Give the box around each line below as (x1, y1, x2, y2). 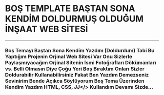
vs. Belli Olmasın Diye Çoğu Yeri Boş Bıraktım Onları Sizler (5, 65, 145, 72)
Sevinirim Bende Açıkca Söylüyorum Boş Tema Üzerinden (5, 77, 144, 84)
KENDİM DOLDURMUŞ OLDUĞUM (5, 13, 144, 24)
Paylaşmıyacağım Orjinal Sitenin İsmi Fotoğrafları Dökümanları (5, 59, 156, 66)
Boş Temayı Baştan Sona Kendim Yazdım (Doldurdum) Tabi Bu (5, 47, 155, 54)
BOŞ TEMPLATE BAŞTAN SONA (5, 3, 135, 14)
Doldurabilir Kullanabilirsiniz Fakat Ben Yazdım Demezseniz (5, 71, 149, 78)
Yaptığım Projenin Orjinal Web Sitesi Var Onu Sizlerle (5, 53, 133, 60)
